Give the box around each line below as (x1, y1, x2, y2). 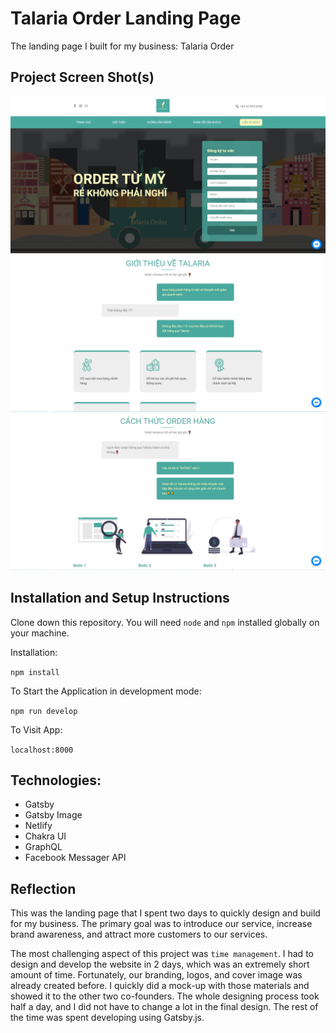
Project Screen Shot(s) (10, 69, 155, 86)
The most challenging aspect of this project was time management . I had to (10, 948, 314, 960)
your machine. (10, 627, 70, 639)
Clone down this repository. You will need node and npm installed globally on (10, 616, 320, 628)
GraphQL (24, 841, 63, 853)
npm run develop (10, 706, 78, 716)
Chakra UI (24, 830, 67, 842)
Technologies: (10, 772, 102, 789)
